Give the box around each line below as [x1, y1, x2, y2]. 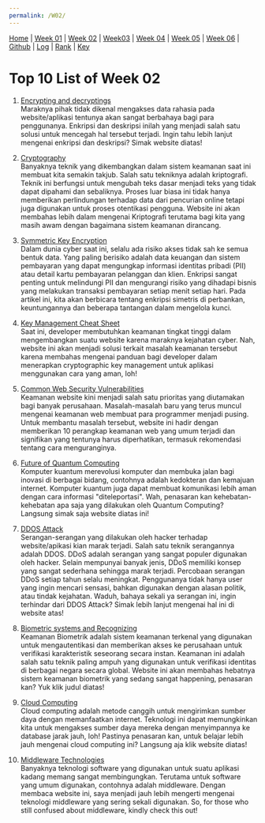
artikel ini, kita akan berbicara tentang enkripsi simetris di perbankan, [20, 294, 245, 304]
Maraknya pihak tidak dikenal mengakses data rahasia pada [20, 104, 215, 113]
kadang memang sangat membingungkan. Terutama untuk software [20, 772, 241, 781]
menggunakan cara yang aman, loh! [20, 369, 137, 378]
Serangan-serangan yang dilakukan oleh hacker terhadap [20, 532, 208, 542]
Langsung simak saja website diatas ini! [20, 508, 149, 518]
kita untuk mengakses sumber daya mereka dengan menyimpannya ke [20, 722, 251, 732]
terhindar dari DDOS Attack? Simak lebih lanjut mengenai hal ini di [20, 599, 235, 609]
